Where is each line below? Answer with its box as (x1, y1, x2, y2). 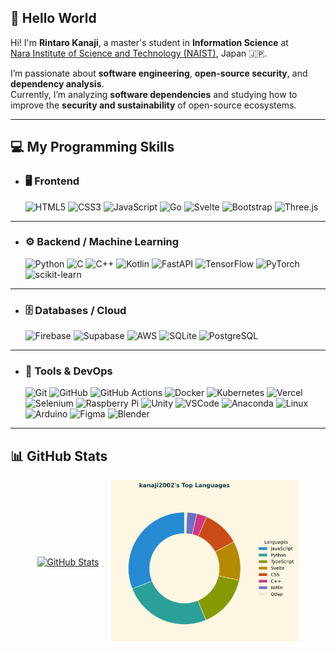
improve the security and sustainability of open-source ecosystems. (10, 99, 297, 111)
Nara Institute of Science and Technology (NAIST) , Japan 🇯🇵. (10, 47, 268, 59)
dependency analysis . (10, 77, 105, 90)
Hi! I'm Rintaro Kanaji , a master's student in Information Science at (10, 36, 289, 48)
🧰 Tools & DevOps (24, 364, 113, 378)
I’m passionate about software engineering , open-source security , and (10, 67, 308, 79)
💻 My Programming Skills (10, 139, 175, 156)
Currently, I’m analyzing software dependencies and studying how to (10, 88, 298, 100)
